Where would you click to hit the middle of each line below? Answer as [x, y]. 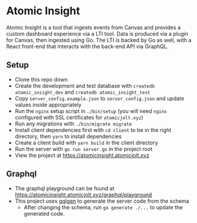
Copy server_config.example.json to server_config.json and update [99, 98]
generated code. [44, 213]
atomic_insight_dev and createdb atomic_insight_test [82, 92]
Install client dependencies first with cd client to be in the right [93, 130]
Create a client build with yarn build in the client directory [86, 142]
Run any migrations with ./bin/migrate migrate [73, 124]
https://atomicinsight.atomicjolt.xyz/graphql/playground [83, 194]
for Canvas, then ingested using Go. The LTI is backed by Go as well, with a [99, 40]
